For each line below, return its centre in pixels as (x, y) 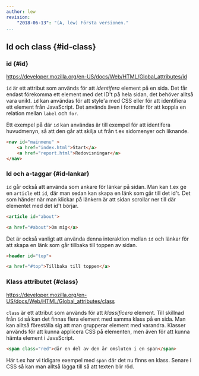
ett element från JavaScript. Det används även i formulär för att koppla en (96, 107)
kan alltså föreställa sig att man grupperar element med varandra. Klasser (96, 325)
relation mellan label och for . (42, 113)
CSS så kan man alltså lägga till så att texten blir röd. (70, 366)
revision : (18, 17)
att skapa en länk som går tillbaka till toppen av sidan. (72, 245)
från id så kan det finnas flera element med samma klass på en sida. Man (96, 319)
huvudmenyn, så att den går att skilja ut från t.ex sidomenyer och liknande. (97, 131)
